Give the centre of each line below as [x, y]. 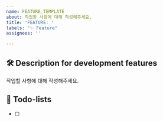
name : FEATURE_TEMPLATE [35, 11]
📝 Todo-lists [29, 99]
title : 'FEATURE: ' [30, 22]
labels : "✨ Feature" [32, 28]
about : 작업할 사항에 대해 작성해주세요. [49, 17]
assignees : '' [24, 33]
